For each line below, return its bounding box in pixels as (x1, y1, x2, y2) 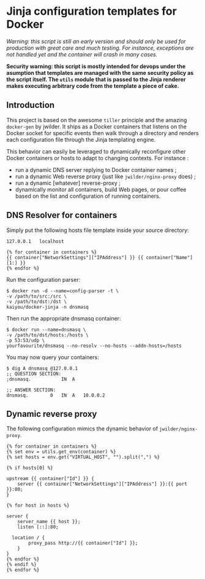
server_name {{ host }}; (17, 519, 81, 525)
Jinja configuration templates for (6, 4, 177, 18)
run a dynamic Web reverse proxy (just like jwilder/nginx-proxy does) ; (15, 173, 196, 180)
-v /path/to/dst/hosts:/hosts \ (6, 332, 89, 338)
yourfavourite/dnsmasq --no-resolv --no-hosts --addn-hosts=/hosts (6, 343, 182, 349)
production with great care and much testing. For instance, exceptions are (6, 44, 194, 52)
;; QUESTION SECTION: (6, 370, 62, 377)
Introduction (6, 100, 55, 111)
